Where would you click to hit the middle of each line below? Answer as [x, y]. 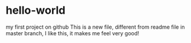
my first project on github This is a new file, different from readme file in [95, 27]
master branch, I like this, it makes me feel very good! [72, 33]
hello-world [36, 10]
